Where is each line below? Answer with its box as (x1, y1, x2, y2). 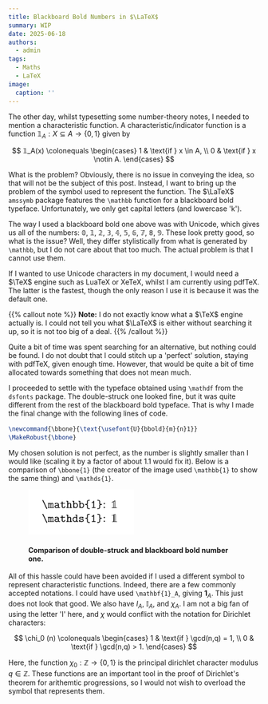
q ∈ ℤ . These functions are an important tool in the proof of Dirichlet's (8, 668, 239, 678)
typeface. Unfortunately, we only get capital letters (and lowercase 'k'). (8, 204, 242, 213)
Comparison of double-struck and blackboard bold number (28, 545, 229, 555)
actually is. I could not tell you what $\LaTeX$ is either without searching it (8, 318, 253, 328)
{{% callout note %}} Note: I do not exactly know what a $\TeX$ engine (8, 310, 243, 320)
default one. (8, 294, 48, 304)
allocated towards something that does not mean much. (8, 368, 191, 377)
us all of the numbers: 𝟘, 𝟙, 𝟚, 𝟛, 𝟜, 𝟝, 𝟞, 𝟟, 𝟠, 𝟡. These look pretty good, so (8, 228, 255, 237)
